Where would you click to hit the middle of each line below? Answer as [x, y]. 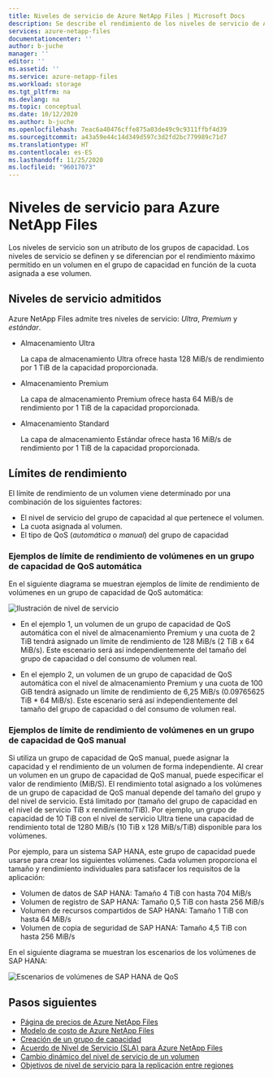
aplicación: [27, 878]
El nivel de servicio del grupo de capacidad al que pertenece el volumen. [142, 517]
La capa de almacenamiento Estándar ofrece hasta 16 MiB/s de [126, 439]
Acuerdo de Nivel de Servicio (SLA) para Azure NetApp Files [121, 1048]
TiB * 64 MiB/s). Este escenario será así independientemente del [129, 700]
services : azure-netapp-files [60, 31]
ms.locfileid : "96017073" [52, 168]
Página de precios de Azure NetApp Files [89, 1022]
